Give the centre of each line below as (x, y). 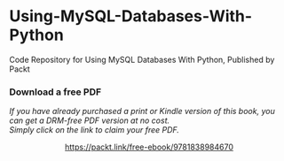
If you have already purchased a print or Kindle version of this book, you (142, 111)
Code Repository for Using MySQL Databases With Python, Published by (142, 59)
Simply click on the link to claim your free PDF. (95, 130)
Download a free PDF (55, 92)
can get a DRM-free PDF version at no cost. (90, 120)
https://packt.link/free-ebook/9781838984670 (149, 147)
